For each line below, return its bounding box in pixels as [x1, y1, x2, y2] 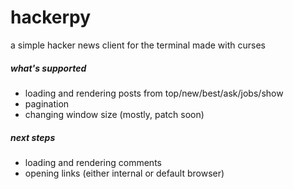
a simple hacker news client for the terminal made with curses [10, 39, 266, 51]
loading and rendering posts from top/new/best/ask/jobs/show [24, 87, 284, 99]
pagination [24, 97, 70, 110]
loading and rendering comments [24, 156, 162, 168]
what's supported [10, 62, 87, 74]
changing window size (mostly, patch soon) [24, 108, 205, 120]
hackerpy [10, 6, 92, 29]
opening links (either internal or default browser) [24, 167, 225, 179]
